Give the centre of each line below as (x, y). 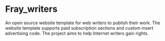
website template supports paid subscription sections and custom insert (79, 28)
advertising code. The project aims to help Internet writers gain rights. (77, 33)
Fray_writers (31, 9)
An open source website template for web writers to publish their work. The (83, 23)
